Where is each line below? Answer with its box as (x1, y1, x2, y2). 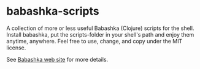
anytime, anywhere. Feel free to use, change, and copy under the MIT (6, 37, 183, 45)
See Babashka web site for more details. (6, 56, 109, 63)
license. (6, 44, 26, 51)
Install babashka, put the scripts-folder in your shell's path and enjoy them (6, 31, 194, 38)
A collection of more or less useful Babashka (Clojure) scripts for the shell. (6, 24, 194, 32)
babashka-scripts (6, 4, 99, 18)
